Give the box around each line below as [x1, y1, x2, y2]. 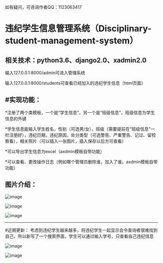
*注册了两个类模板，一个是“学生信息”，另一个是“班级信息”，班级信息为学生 [5, 109, 155, 115]
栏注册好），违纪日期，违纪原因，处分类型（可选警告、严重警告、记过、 [5, 132, 147, 138]
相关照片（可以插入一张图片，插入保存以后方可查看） [19, 138, 126, 144]
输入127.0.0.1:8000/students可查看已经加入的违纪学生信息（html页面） [5, 80, 146, 86]
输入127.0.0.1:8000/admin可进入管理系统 [5, 70, 85, 75]
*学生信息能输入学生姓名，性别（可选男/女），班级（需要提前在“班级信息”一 [5, 126, 155, 132]
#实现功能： [5, 96, 41, 104]
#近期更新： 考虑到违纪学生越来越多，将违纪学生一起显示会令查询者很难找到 [5, 227, 158, 233]
